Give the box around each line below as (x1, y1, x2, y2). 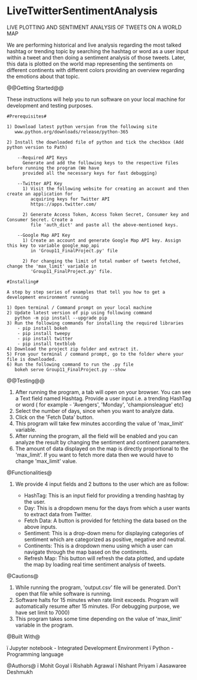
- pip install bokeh (17, 325, 68, 331)
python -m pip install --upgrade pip (14, 315, 108, 321)
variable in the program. (15, 622, 74, 629)
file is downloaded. (6, 356, 58, 362)
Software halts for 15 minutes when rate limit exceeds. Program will (15, 596, 179, 603)
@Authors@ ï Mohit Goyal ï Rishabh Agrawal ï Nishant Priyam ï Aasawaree (6, 662, 186, 669)
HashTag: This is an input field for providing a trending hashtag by (24, 492, 185, 499)
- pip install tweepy (17, 330, 70, 336)
